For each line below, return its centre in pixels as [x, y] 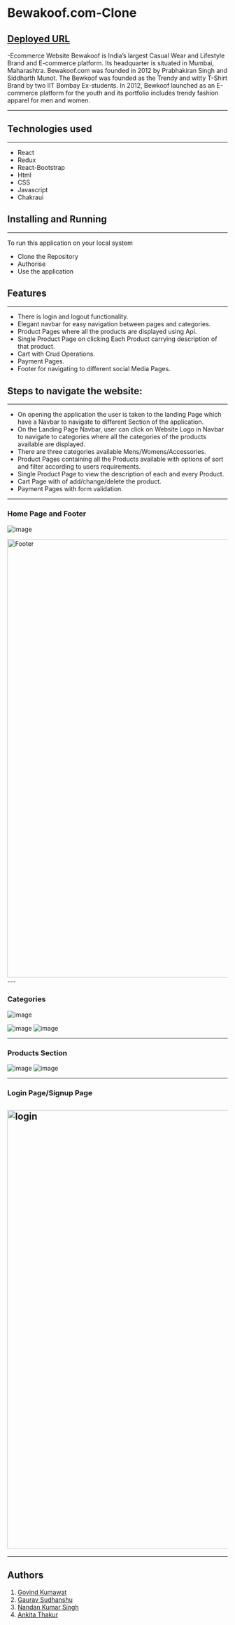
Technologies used [50, 129]
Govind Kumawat [42, 1592]
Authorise [31, 264]
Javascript [33, 189]
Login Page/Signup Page [50, 1093]
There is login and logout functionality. [73, 316]
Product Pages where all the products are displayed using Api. [107, 332]
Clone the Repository [48, 256]
